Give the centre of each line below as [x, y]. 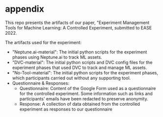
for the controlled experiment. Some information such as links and [86, 94]
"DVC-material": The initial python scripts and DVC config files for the [82, 62]
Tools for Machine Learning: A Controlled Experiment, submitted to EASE [79, 27]
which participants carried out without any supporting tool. [71, 78]
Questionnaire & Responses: [41, 83]
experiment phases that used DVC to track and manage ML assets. [80, 68]
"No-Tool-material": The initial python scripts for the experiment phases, [85, 72]
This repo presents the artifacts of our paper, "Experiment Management [77, 23]
